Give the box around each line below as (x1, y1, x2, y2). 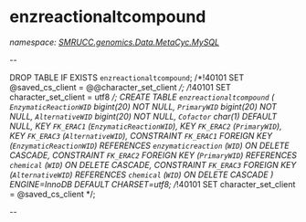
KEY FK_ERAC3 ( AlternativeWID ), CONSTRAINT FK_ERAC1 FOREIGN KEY (9, 130, 272, 141)
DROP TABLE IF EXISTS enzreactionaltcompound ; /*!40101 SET (9, 71, 245, 83)
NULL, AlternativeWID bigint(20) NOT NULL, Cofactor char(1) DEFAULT (9, 111, 278, 122)
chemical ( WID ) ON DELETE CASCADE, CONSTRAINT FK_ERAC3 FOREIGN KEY (9, 159, 297, 170)
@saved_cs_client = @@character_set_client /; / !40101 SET (9, 81, 231, 92)
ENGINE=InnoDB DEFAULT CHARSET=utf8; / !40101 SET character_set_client (9, 178, 296, 189)
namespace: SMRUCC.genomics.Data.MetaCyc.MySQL (9, 37, 220, 48)
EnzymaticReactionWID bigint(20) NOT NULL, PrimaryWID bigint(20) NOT (9, 100, 277, 111)
